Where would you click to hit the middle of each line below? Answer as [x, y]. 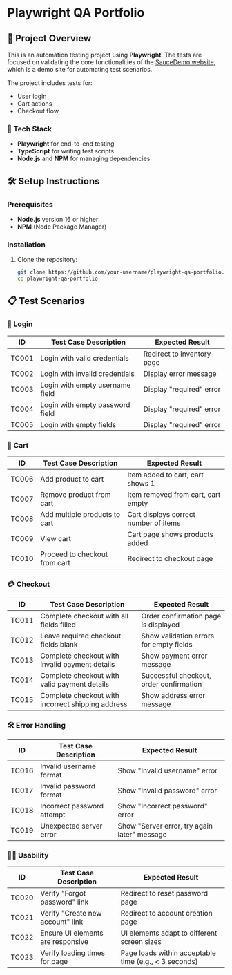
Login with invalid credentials [87, 373]
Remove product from [76, 495]
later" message [142, 834]
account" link [62, 922]
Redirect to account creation [166, 913]
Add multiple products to [80, 515]
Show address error [173, 696]
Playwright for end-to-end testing [66, 144]
